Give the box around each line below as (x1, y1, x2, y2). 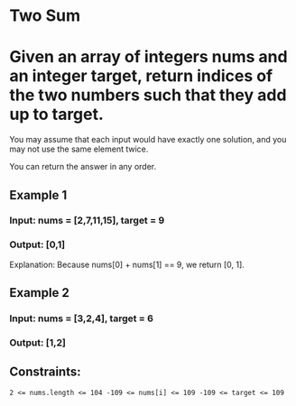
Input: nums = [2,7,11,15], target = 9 (9, 214, 165, 226)
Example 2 (9, 285, 69, 300)
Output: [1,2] (9, 336, 66, 348)
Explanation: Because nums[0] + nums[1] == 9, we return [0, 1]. (9, 259, 245, 270)
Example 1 (9, 187, 68, 203)
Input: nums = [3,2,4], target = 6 (9, 312, 153, 325)
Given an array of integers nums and (9, 47, 288, 68)
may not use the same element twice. (9, 143, 149, 154)
